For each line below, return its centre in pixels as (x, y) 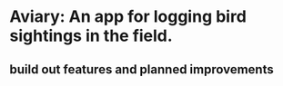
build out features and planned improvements (142, 69)
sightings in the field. (91, 36)
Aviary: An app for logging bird (128, 17)
